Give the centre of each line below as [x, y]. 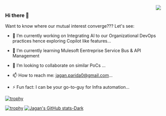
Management [26, 56]
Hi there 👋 [17, 15]
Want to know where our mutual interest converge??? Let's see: [70, 26]
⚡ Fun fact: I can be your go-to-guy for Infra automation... [71, 87]
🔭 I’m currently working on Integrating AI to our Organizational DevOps [84, 36]
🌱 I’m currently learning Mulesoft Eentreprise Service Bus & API [77, 51]
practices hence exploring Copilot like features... [62, 41]
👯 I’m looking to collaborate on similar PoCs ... [59, 65]
